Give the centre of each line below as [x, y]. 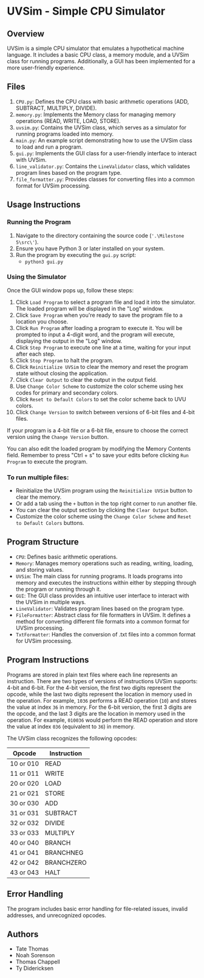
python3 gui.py [44, 262]
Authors [23, 934]
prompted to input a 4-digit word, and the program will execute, [95, 334]
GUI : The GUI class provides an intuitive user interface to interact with [103, 596]
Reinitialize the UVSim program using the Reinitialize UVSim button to [104, 491]
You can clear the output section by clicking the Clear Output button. [102, 510]
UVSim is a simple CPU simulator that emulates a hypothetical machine [96, 48]
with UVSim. [31, 160]
